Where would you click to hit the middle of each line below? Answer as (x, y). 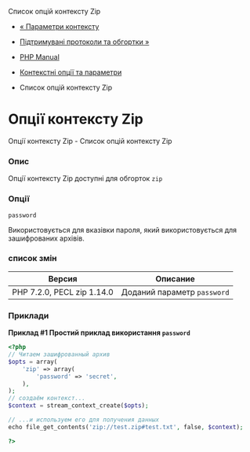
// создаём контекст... (47, 399)
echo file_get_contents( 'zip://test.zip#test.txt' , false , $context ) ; (126, 427)
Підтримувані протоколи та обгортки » (84, 42)
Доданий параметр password (175, 292)
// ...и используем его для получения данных (83, 420)
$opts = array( (33, 362)
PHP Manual (40, 57)
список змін (33, 259)
